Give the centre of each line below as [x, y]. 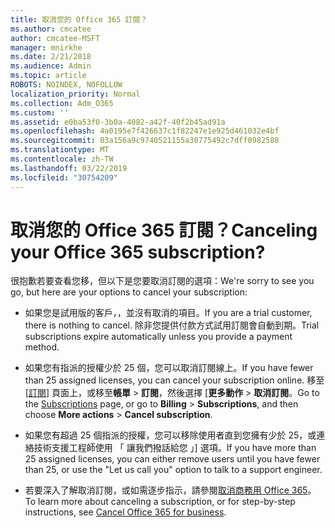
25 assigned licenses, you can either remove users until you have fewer [172, 459]
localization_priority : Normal [75, 94]
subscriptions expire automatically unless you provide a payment [158, 337]
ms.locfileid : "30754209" [64, 177]
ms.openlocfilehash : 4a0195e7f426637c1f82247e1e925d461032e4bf [145, 131]
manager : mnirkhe [46, 47]
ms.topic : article [48, 76]
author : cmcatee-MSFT [55, 38]
